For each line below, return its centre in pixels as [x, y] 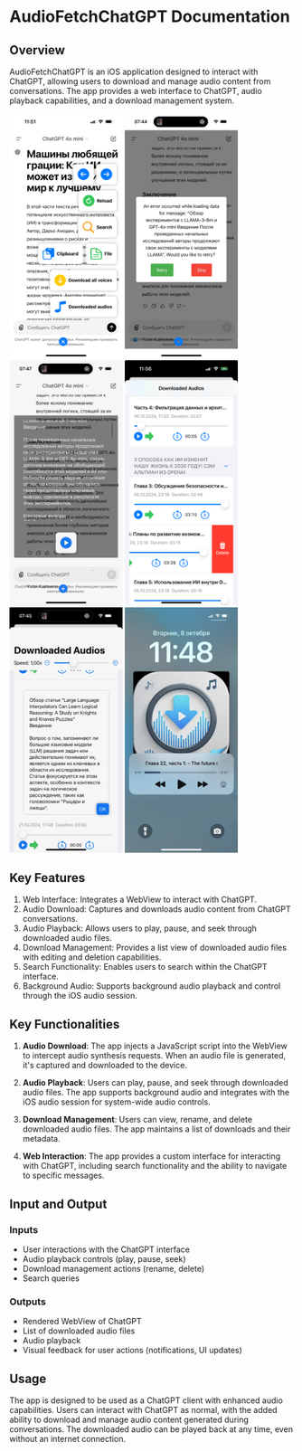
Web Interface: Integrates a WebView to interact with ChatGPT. [140, 900]
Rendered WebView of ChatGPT [82, 1322]
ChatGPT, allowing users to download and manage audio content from [140, 81]
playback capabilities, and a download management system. [122, 100]
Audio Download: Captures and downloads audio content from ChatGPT [156, 909]
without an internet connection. [68, 1439]
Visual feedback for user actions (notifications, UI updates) [132, 1351]
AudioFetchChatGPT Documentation [150, 17]
